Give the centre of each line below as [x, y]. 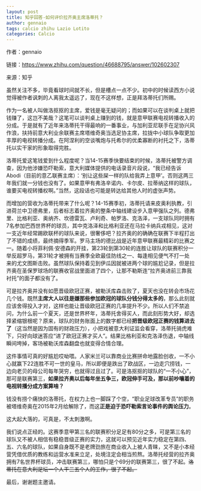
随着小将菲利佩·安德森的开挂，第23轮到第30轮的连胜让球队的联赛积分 [102, 248]
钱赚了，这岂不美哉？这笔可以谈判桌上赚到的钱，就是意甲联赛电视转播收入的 [100, 118]
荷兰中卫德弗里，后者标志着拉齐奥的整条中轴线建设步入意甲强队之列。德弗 [103, 211]
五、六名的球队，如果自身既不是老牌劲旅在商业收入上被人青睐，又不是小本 [98, 447]
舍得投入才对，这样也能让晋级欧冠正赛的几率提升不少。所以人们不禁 [100, 306]
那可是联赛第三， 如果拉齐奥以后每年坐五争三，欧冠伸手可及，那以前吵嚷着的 [100, 379]
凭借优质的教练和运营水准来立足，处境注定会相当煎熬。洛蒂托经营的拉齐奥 [103, 454]
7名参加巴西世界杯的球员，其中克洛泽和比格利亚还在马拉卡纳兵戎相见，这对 [99, 226]
